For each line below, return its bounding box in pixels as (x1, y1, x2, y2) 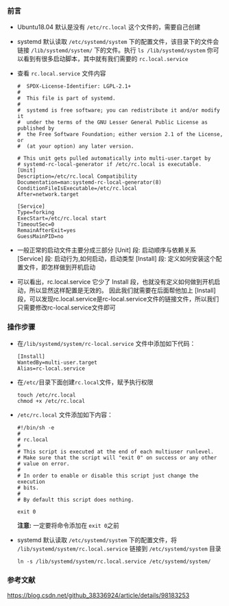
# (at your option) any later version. (16, 143, 134, 150)
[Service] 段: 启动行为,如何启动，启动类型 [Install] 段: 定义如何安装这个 (16, 255, 216, 263)
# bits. (16, 484, 39, 491)
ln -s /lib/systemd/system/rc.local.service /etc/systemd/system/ (16, 558, 211, 565)
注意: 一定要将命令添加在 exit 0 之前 (16, 521, 120, 529)
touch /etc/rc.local (16, 391, 76, 399)
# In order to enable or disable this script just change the (16, 472, 199, 479)
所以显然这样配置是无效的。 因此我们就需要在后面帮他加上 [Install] (29, 286, 216, 294)
